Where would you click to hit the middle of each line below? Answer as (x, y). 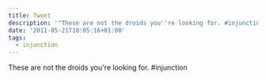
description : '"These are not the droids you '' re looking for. (115, 23)
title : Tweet (30, 15)
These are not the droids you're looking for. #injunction (98, 67)
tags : (17, 38)
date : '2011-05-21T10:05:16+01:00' (67, 30)
